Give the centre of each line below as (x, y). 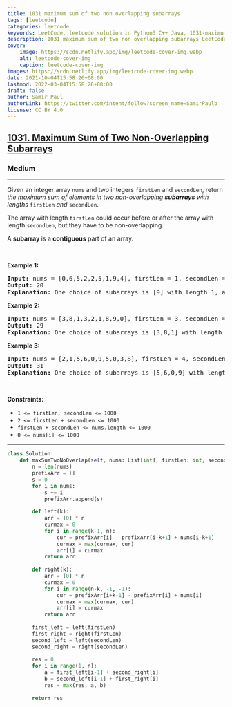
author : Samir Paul (35, 97)
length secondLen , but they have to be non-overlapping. (86, 225)
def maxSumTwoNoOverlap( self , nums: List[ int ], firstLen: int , (113, 460)
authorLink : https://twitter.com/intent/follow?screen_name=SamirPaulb (112, 104)
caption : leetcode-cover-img (61, 65)
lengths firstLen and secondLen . (53, 205)
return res (48, 698)
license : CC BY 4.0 (35, 110)
